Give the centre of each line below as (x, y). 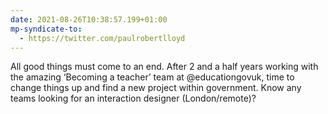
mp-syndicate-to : (46, 29)
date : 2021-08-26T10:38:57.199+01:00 (89, 19)
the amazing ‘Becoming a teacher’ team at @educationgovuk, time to (152, 77)
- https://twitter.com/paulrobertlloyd (102, 38)
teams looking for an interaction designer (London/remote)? (133, 98)
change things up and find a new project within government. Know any (156, 88)
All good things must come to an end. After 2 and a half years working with (164, 67)
